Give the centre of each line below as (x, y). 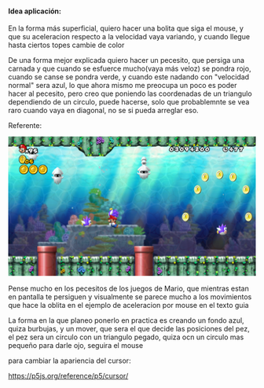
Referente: (25, 126)
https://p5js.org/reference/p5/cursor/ (68, 375)
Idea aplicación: (35, 11)
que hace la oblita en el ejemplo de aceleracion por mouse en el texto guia (128, 305)
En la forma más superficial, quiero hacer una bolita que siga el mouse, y (126, 28)
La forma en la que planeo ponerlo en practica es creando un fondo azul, (126, 320)
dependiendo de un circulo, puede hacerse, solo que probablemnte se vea (129, 102)
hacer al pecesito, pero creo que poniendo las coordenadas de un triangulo (130, 93)
